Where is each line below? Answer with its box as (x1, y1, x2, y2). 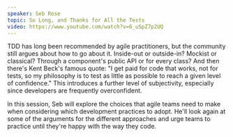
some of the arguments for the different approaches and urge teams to (7, 115, 211, 123)
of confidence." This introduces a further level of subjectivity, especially (7, 79, 214, 88)
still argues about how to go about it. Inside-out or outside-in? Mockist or (7, 49, 218, 58)
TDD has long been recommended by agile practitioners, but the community (7, 42, 226, 51)
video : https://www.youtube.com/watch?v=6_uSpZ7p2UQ (7, 23, 164, 30)
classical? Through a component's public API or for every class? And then (7, 57, 220, 65)
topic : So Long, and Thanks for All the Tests (7, 17, 145, 24)
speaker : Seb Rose (7, 10, 61, 17)
